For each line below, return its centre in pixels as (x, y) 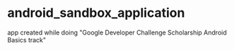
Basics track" (27, 39)
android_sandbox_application (96, 13)
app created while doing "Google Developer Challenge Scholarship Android (117, 32)
